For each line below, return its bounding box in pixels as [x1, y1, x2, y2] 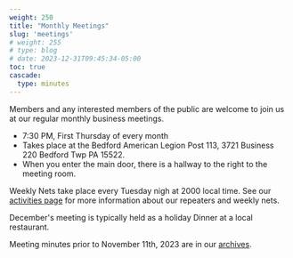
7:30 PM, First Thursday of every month [21, 130, 169, 141]
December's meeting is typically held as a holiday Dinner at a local [9, 212, 254, 222]
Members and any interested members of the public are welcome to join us [9, 103, 285, 114]
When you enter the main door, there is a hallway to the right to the [21, 158, 268, 169]
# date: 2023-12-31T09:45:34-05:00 [9, 54, 142, 63]
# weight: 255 [9, 37, 62, 47]
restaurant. [9, 222, 50, 232]
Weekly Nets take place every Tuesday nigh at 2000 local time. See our [9, 185, 272, 196]
